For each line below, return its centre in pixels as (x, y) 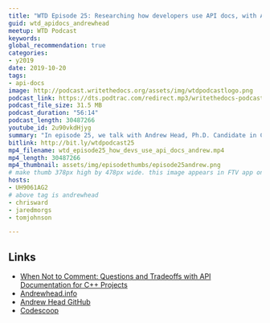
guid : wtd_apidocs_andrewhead (59, 23)
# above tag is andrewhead (53, 195)
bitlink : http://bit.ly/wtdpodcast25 (72, 143)
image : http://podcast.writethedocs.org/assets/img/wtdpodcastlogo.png (131, 90)
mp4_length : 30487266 (45, 157)
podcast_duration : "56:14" (53, 113)
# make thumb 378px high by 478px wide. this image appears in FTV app (131, 173)
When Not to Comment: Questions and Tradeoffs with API (115, 276)
